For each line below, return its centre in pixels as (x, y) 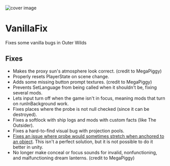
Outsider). (23, 125)
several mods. (27, 92)
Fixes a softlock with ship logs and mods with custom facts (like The (84, 120)
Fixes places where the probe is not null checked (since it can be (81, 109)
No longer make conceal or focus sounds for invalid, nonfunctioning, (85, 152)
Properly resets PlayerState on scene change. (61, 76)
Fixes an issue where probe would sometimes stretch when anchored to (88, 136)
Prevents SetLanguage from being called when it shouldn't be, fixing (85, 87)
